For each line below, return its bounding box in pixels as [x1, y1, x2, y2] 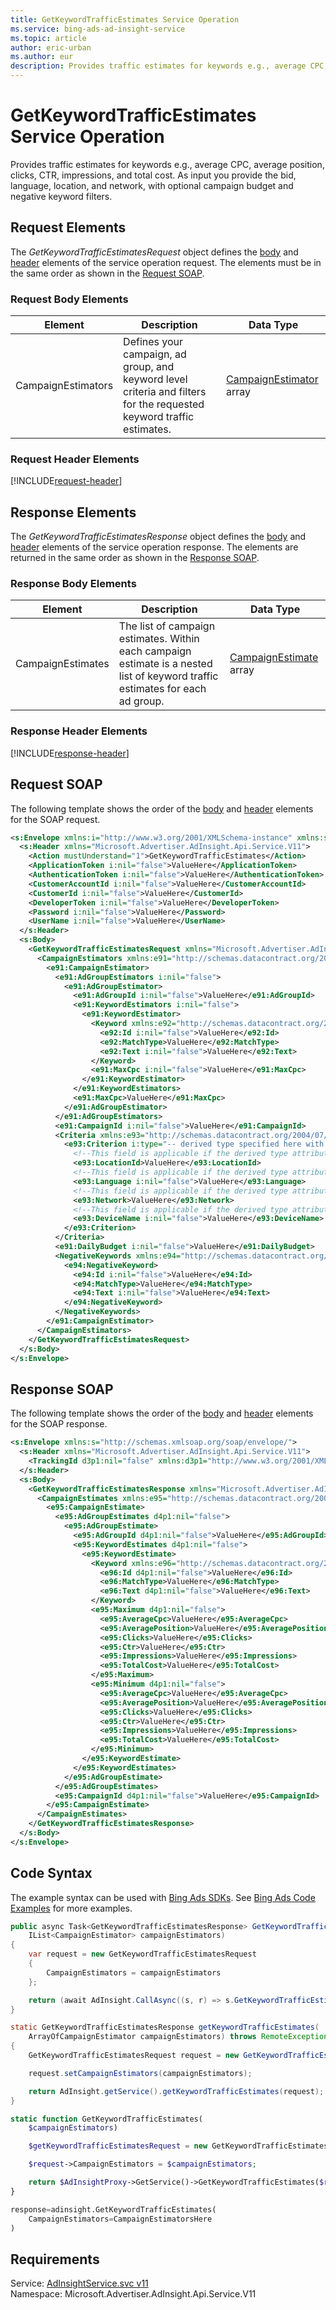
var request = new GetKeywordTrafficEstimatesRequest [28, 1949, 257, 1960]
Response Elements [10, 504, 137, 521]
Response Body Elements [10, 577, 137, 591]
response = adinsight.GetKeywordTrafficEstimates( [10, 2204, 217, 2215]
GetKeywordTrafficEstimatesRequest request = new [28, 2051, 240, 2061]
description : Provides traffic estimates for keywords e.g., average [10, 61, 307, 71]
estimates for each [118, 682, 207, 696]
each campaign [118, 644, 192, 658]
